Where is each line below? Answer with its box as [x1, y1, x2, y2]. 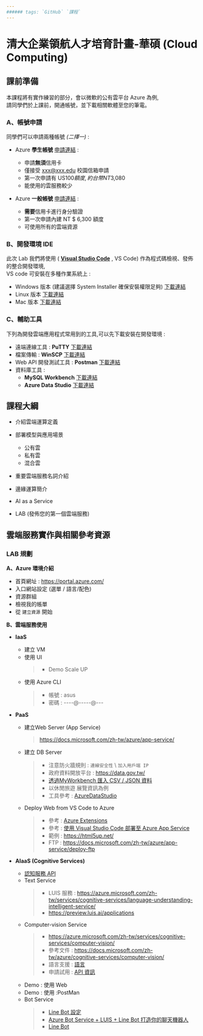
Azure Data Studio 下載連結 [24, 381, 94, 388]
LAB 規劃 [6, 549, 33, 558]
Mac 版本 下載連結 [15, 299, 62, 306]
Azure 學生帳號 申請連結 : [15, 146, 79, 153]
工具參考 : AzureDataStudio [48, 792, 117, 800]
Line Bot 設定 [48, 1009, 81, 1016]
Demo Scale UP [48, 666, 88, 673]
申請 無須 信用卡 [24, 159, 62, 166]
